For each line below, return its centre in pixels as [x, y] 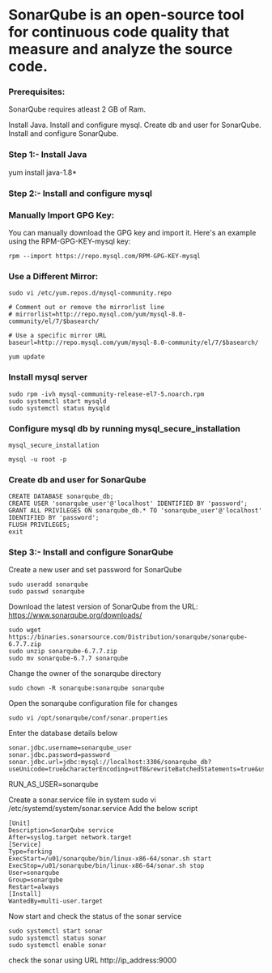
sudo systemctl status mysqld [59, 408]
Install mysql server [48, 377]
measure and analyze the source [121, 49]
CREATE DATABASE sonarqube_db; [61, 497]
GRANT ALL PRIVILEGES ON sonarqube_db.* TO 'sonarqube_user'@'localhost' [136, 511]
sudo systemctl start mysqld [57, 401]
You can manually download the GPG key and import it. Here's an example [132, 233]
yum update [27, 357]
